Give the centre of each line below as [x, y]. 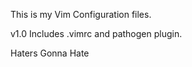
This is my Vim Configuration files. [81, 14]
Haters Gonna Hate [50, 53]
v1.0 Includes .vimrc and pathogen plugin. [96, 33]
